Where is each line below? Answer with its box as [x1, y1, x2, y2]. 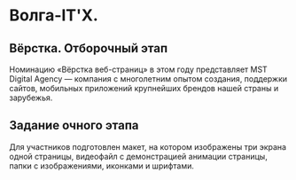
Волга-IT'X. [9, 5, 99, 26]
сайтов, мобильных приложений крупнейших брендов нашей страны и [9, 83, 279, 93]
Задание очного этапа [9, 118, 139, 133]
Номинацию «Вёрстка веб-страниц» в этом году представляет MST [9, 64, 268, 74]
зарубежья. [9, 92, 53, 103]
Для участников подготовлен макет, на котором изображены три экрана [9, 141, 286, 152]
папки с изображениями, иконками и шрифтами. [9, 160, 195, 171]
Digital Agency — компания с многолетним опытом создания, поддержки [9, 74, 288, 84]
